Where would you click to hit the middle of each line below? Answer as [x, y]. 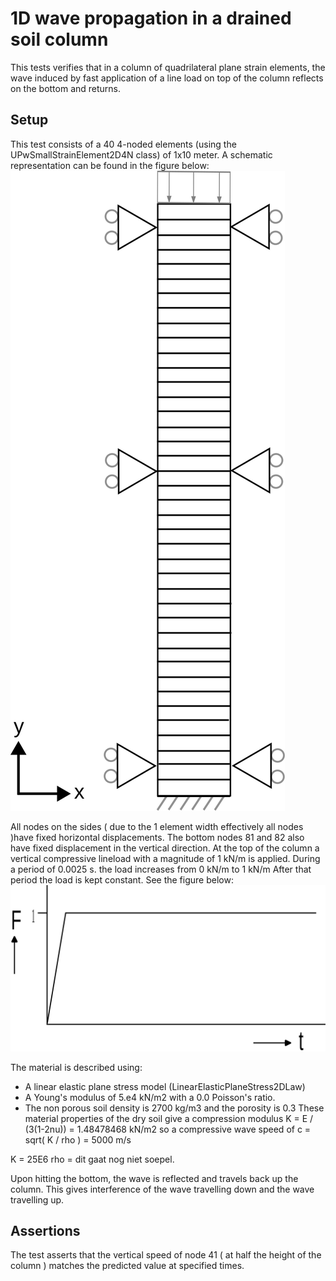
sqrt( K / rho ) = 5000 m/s [78, 1139]
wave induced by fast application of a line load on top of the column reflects [167, 78]
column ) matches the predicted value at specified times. [127, 1266]
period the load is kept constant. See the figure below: [122, 879]
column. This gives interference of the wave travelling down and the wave [162, 1189]
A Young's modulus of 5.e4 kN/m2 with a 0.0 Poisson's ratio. [150, 1097]
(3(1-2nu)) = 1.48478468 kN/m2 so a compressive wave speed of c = [168, 1129]
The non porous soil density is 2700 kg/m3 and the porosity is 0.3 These [174, 1108]
